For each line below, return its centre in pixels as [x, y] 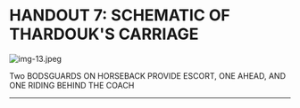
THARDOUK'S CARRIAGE [104, 34]
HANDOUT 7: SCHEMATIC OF [120, 15]
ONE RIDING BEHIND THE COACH [72, 85]
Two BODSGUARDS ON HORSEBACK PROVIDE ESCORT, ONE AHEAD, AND [147, 75]
